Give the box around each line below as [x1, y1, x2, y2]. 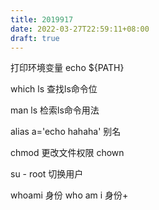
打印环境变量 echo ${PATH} [10, 62, 125, 74]
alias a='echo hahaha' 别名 [10, 126, 122, 138]
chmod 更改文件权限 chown [10, 147, 125, 159]
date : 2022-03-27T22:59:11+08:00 [10, 24, 150, 34]
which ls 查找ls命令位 [10, 83, 98, 95]
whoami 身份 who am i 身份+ [10, 189, 129, 201]
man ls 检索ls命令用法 [10, 104, 100, 116]
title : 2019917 [10, 14, 74, 25]
